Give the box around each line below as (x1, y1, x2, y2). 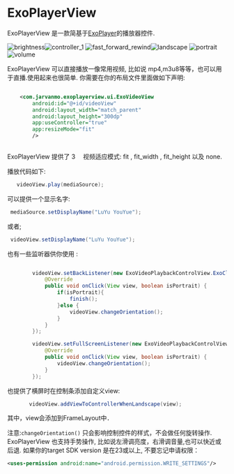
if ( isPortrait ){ (56, 289, 104, 296)
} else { (56, 302, 79, 309)
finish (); (69, 295, 98, 303)
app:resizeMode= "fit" (32, 126, 95, 133)
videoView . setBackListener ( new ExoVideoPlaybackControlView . (32, 269, 214, 276)
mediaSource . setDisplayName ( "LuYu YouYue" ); (10, 208, 141, 216)
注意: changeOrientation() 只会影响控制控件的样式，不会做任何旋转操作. (7, 429, 212, 437)
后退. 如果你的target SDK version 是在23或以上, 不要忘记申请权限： (7, 446, 200, 454)
